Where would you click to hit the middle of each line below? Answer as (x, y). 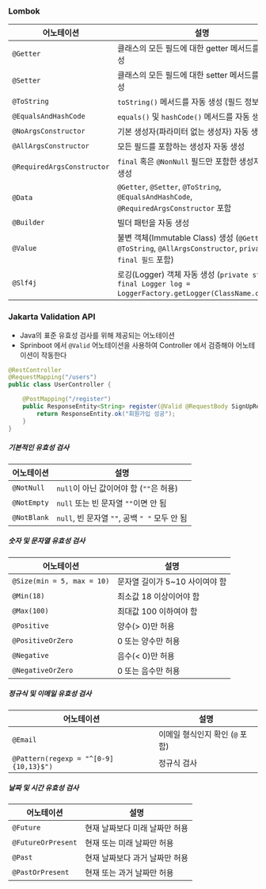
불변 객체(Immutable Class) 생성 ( (178, 238)
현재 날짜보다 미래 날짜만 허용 (136, 829)
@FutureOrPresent (45, 843)
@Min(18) (28, 596)
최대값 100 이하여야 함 (158, 611)
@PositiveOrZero (43, 640)
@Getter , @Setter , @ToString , (169, 187)
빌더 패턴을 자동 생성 (154, 223)
